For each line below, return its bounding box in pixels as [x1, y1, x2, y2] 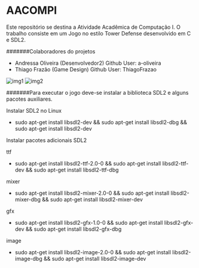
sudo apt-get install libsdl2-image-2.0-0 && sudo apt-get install [14, 248, 172, 255]
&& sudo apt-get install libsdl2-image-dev [44, 255, 146, 262]
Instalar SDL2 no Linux [6, 107, 62, 114]
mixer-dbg [14, 195, 41, 203]
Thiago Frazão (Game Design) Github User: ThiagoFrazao [14, 65, 157, 73]
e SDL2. [6, 36, 26, 43]
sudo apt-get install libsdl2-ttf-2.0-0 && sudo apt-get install [14, 159, 161, 167]
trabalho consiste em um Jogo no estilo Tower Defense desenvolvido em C [6, 29, 191, 37]
